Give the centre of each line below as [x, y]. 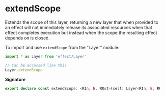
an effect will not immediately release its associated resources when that [79, 27]
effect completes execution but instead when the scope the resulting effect [81, 32]
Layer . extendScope [24, 70]
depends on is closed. [27, 38]
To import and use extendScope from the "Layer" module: [62, 47]
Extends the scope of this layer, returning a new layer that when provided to [82, 22]
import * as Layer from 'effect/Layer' [46, 56]
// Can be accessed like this [36, 65]
